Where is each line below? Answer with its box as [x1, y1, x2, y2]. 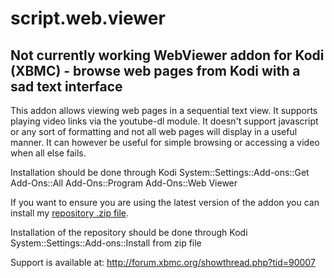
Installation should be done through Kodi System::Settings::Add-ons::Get [10, 167, 310, 178]
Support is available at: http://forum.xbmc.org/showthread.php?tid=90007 [10, 257, 316, 268]
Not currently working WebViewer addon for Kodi [10, 47, 325, 64]
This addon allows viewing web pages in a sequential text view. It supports [10, 105, 318, 116]
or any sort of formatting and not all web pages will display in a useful [10, 126, 298, 137]
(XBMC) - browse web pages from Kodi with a [10, 62, 301, 79]
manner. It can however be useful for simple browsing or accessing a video [10, 137, 320, 148]
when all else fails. [10, 147, 87, 159]
